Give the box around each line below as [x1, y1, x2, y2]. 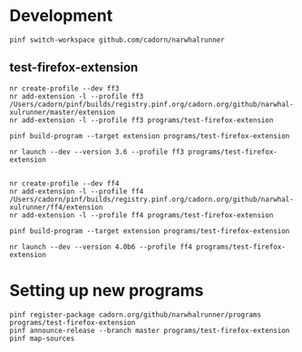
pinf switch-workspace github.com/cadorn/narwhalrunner [9, 35, 225, 44]
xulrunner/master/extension [9, 108, 116, 117]
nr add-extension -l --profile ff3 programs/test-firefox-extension [9, 115, 274, 125]
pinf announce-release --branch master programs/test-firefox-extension [9, 326, 290, 335]
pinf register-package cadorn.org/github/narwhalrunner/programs [9, 309, 261, 319]
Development [9, 5, 113, 26]
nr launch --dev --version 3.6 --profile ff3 [9, 147, 184, 157]
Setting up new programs [9, 280, 204, 300]
